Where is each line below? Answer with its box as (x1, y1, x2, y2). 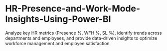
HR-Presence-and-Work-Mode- (5, 3, 141, 14)
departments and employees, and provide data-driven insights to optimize (5, 35, 158, 41)
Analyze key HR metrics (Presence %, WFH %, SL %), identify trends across (5, 30, 162, 36)
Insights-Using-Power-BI (5, 13, 111, 25)
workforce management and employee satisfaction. (5, 40, 111, 46)
